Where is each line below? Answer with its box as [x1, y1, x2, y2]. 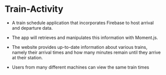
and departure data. [11, 25, 53, 31]
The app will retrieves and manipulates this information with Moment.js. [11, 35, 159, 40]
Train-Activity [4, 3, 64, 15]
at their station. [11, 54, 43, 60]
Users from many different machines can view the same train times [11, 64, 150, 70]
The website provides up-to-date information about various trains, [11, 44, 148, 50]
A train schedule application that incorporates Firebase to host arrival [11, 20, 154, 26]
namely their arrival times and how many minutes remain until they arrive [11, 49, 161, 55]
